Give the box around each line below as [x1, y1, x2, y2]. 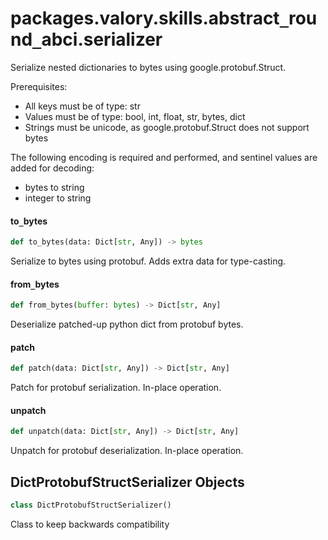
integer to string [24, 192, 92, 204]
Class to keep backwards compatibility [10, 518, 170, 530]
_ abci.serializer [32, 28, 163, 51]
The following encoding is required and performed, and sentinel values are [10, 151, 318, 163]
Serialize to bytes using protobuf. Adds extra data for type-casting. [10, 255, 287, 267]
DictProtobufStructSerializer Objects [10, 473, 245, 491]
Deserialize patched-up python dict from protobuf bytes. [10, 318, 244, 331]
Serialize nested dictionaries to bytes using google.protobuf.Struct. [10, 61, 287, 73]
